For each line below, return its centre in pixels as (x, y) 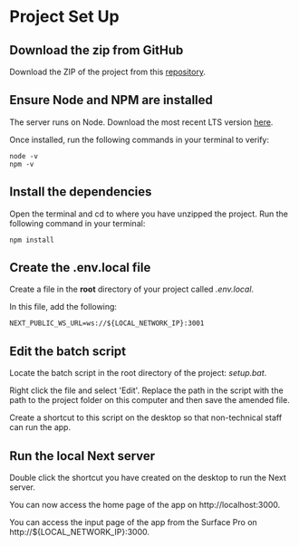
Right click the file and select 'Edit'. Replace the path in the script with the (146, 390)
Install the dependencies (81, 192)
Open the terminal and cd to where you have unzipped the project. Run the (149, 214)
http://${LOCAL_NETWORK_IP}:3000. (79, 532)
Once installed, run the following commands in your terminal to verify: (140, 139)
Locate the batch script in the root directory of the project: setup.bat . (138, 373)
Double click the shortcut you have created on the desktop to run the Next (148, 478)
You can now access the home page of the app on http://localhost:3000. (145, 505)
